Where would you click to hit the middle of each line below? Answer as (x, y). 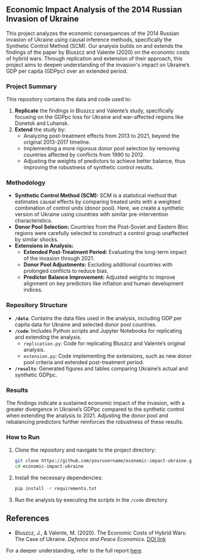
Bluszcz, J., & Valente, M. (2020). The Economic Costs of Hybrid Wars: (100, 533)
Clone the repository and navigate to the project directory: (85, 450)
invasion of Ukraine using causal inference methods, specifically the (89, 39)
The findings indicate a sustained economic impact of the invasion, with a (95, 403)
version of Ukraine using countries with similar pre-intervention (91, 214)
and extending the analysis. (48, 337)
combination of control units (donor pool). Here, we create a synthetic (99, 208)
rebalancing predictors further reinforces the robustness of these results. (95, 422)
